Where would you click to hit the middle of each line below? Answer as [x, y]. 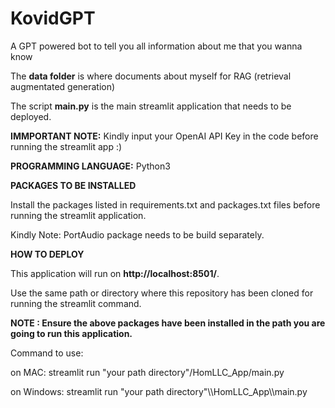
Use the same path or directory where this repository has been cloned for [162, 293]
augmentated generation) [63, 86]
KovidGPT [53, 18]
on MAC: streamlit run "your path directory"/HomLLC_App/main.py [147, 372]
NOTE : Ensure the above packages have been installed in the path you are [168, 323]
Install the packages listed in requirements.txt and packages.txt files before [165, 204]
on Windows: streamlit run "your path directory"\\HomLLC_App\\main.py [159, 391]
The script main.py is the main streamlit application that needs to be [151, 106]
